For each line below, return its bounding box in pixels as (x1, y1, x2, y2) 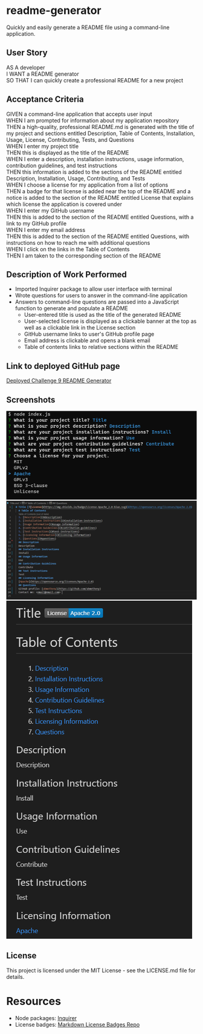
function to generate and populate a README (14, 305, 129, 312)
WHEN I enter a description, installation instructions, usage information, (6, 155, 184, 162)
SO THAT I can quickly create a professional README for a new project (6, 76, 184, 84)
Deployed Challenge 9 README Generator (6, 377, 112, 385)
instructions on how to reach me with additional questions (6, 239, 150, 246)
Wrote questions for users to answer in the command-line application (14, 292, 188, 299)
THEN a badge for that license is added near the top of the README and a (6, 187, 191, 194)
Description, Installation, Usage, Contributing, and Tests (6, 174, 146, 182)
